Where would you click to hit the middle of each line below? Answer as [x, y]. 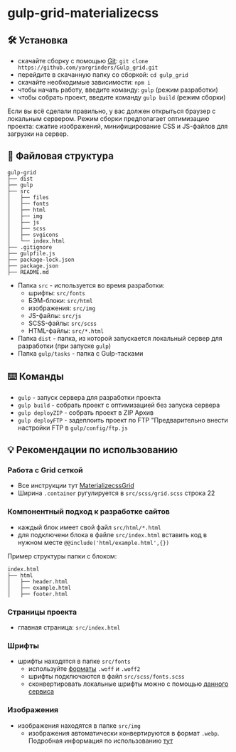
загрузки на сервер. [38, 134]
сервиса [41, 692]
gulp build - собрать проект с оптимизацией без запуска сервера [119, 405]
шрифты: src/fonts [57, 292]
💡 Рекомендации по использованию [93, 450]
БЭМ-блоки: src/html [60, 300]
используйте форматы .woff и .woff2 [84, 669]
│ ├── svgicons [33, 235]
